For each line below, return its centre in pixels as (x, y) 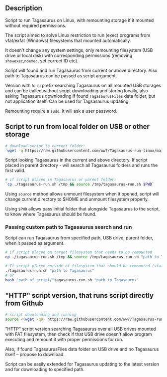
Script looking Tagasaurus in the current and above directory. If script (76, 160)
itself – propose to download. (35, 355)
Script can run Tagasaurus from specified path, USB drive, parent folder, (79, 238)
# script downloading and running (41, 315)
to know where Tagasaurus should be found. (51, 214)
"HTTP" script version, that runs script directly (80, 295)
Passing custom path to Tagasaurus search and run (69, 227)
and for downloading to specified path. (45, 370)
